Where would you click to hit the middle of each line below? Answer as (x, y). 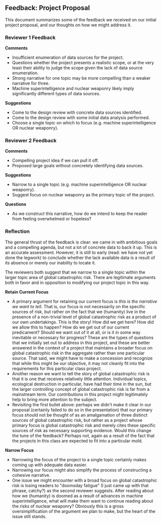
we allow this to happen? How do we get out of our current (71, 327)
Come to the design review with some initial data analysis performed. (81, 118)
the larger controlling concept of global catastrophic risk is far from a (81, 389)
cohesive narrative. (31, 475)
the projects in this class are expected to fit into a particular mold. (77, 441)
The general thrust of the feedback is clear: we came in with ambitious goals (81, 242)
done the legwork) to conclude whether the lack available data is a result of (80, 258)
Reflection (17, 231)
